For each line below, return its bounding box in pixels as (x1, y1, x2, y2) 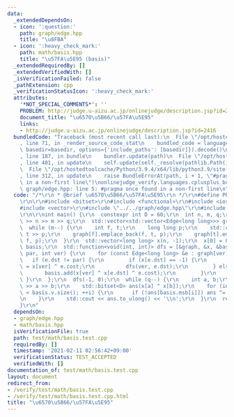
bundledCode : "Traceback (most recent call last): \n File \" (13, 133, 198, 140)
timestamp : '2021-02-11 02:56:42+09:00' (13, 347, 132, 354)
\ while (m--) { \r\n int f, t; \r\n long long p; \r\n (19, 224, 198, 231)
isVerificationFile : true (13, 328, 89, 335)
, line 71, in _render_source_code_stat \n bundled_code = (19, 140, 201, 147)
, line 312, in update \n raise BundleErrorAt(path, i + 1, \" (19, 172, 214, 179)
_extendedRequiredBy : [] (13, 62, 86, 69)
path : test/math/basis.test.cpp (13, 334, 108, 342)
